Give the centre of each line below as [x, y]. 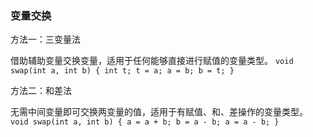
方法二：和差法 [41, 91]
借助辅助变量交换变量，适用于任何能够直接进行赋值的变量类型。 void [152, 61]
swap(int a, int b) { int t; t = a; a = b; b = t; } [122, 71]
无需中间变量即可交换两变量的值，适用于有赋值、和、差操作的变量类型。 [159, 112]
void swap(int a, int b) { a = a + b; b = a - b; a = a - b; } [145, 122]
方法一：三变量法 [45, 39]
